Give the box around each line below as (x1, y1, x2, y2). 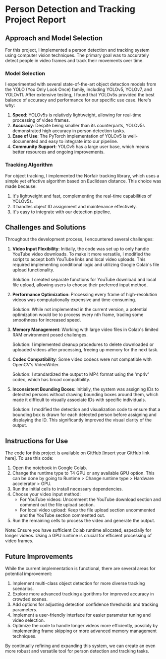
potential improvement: (5, 571, 53, 577)
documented (12, 138, 39, 145)
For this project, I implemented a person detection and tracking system (5, 47, 150, 53)
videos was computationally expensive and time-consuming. (12, 297, 136, 303)
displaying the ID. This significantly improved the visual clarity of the (12, 417, 152, 423)
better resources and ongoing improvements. (12, 149, 105, 155)
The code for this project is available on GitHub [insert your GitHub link (5, 450, 150, 456)
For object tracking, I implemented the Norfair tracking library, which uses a (5, 172, 160, 178)
